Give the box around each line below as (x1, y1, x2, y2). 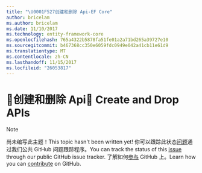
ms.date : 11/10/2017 (6, 25, 58, 32)
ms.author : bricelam (6, 20, 58, 26)
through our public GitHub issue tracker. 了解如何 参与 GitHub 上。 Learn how (6, 153, 196, 160)
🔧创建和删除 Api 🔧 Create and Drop (6, 93, 179, 106)
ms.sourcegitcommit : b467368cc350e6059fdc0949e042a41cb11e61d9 (6, 43, 169, 49)
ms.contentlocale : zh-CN (6, 54, 69, 60)
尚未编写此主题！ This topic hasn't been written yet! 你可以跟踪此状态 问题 (6, 138, 188, 145)
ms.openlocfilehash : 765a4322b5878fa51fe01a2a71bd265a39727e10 (6, 37, 169, 43)
